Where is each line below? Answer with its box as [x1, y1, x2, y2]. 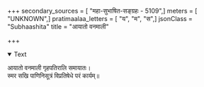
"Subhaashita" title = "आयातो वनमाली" [7, 22, 110, 31]
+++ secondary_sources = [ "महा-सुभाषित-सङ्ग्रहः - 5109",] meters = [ [7, 7, 198, 15]
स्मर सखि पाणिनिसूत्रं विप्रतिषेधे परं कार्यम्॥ [7, 72, 100, 80]
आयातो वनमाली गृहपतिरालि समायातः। [7, 64, 91, 72]
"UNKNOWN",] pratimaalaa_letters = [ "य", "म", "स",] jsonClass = [7, 15, 193, 22]
